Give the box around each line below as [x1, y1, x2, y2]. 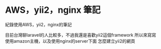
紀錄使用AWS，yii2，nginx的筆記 [5, 22, 72, 27]
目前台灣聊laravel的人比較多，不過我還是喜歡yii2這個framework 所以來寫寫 [5, 32, 156, 38]
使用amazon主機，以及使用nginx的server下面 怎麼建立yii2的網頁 [5, 38, 135, 44]
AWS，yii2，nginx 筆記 [5, 4, 101, 16]
